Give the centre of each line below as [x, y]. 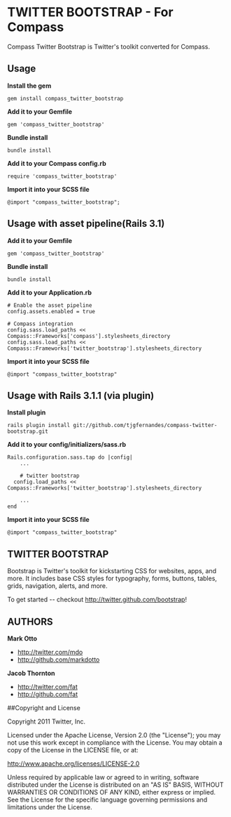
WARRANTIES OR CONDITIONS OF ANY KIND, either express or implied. [111, 792]
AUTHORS [30, 621]
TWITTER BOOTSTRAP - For [90, 12]
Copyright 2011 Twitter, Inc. [47, 721]
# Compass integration [40, 324]
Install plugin [27, 412]
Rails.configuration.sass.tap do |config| [70, 457]
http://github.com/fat [48, 694]
